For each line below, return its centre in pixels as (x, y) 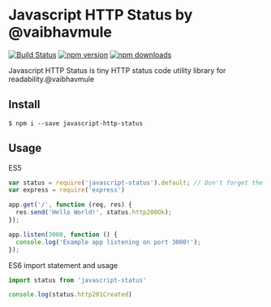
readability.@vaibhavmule (52, 79)
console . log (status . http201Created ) (70, 295)
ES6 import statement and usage (63, 265)
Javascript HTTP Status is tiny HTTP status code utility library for (117, 70)
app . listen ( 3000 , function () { (63, 234)
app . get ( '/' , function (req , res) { (70, 205)
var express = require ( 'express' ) (67, 190)
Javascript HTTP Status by (101, 15)
